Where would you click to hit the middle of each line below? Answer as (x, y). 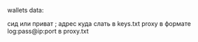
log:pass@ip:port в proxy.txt (48, 31)
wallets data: (26, 10)
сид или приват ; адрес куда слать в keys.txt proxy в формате (99, 23)
